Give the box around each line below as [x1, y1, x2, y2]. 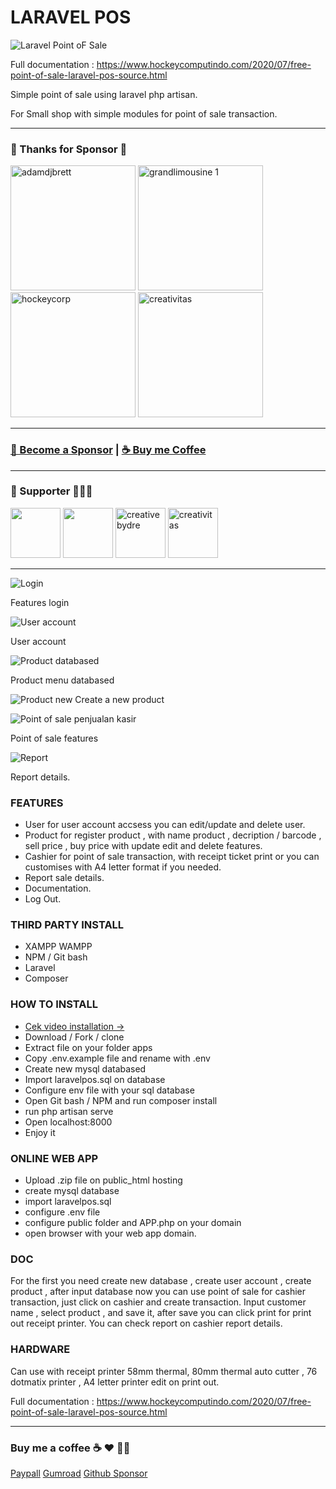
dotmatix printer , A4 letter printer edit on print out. [10, 1376, 220, 1388]
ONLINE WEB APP [10, 1151, 99, 1165]
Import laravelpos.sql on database [24, 1073, 166, 1085]
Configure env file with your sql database [24, 1084, 195, 1096]
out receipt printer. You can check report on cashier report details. [10, 1317, 283, 1330]
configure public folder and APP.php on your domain [24, 1217, 242, 1229]
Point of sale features [10, 732, 99, 744]
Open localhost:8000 [24, 1116, 113, 1128]
